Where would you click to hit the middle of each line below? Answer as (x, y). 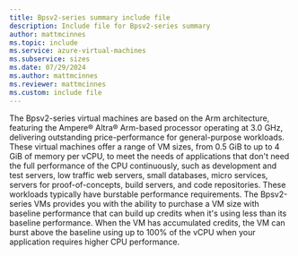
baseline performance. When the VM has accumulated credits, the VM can (147, 222)
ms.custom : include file (56, 92)
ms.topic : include (44, 43)
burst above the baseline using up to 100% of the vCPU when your (132, 232)
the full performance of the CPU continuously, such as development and (143, 166)
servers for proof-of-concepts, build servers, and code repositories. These (148, 184)
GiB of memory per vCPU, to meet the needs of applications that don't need (149, 156)
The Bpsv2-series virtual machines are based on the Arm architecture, (140, 118)
